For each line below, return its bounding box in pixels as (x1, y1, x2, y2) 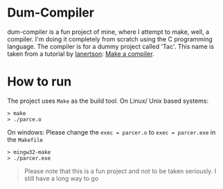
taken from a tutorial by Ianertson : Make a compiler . (7, 50, 154, 58)
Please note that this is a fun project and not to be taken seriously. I (24, 167, 217, 175)
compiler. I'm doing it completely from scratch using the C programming (7, 34, 213, 43)
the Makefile (7, 135, 44, 143)
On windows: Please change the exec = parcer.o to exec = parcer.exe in (7, 128, 216, 136)
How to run (7, 74, 72, 90)
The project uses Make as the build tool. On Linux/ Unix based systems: (7, 97, 209, 105)
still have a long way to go (24, 174, 99, 182)
